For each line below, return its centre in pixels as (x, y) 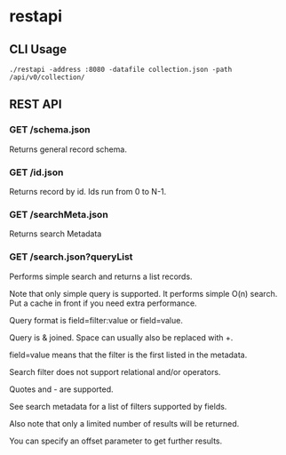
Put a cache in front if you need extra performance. (103, 303)
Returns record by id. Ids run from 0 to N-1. (88, 191)
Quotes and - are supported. (61, 389)
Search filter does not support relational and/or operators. (115, 371)
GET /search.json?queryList (71, 257)
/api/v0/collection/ (48, 77)
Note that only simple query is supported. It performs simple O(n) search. (143, 293)
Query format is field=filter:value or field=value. (96, 320)
